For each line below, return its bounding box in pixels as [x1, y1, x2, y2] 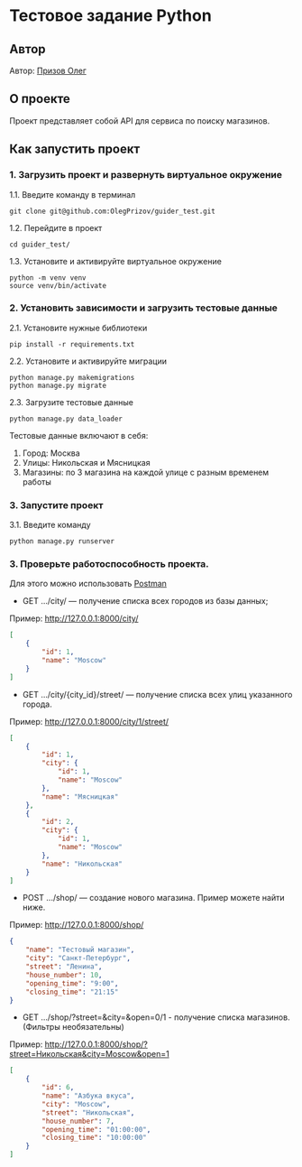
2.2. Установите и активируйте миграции [9, 356, 167, 366]
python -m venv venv [9, 273, 87, 282]
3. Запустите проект [9, 498, 104, 511]
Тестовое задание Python [9, 5, 212, 26]
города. [22, 699, 52, 709]
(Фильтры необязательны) [22, 1022, 124, 1033]
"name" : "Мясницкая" [41, 792, 119, 801]
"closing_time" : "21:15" [25, 987, 119, 996]
